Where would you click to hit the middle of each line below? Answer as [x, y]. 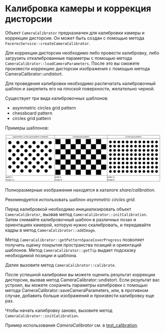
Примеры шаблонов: [27, 128]
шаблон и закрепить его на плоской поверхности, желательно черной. [80, 88]
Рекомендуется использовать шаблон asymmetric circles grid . [70, 199]
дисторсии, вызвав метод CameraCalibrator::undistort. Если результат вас [82, 280]
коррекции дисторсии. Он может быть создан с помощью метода [75, 38]
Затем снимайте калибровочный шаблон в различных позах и [71, 219]
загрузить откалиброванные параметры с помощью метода [68, 58]
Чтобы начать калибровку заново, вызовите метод [59, 310]
